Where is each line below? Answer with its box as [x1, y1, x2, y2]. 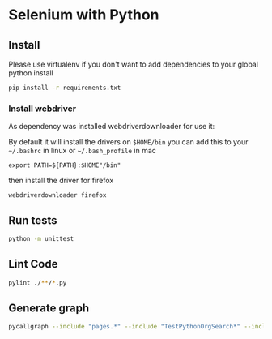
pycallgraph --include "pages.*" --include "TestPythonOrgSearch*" [8, 323, 241, 331]
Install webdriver [8, 103, 77, 114]
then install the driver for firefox [8, 176, 114, 186]
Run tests [8, 213, 57, 227]
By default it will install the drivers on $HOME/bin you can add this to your [8, 137, 249, 147]
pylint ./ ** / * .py [8, 278, 67, 287]
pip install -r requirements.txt [8, 84, 121, 92]
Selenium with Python [8, 6, 159, 24]
